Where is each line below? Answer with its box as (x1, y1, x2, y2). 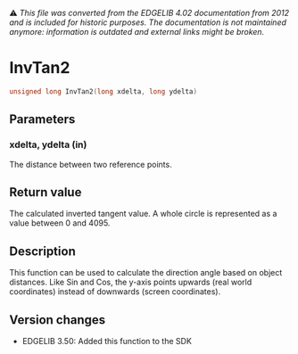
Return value (9, 185, 82, 200)
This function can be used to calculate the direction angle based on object (9, 268, 283, 278)
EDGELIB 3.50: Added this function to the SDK (21, 335, 192, 346)
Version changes (9, 312, 106, 327)
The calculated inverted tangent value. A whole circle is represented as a (9, 209, 277, 219)
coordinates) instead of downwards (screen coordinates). (9, 286, 221, 297)
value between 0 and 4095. (9, 218, 111, 228)
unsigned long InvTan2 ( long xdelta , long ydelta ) (9, 86, 198, 96)
